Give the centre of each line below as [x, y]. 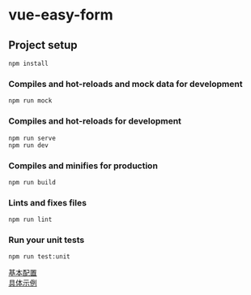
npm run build [32, 182]
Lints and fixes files [48, 202]
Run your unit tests [47, 240]
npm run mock [30, 101]
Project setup [43, 45]
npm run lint [30, 220]
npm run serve [32, 138]
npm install [28, 63]
